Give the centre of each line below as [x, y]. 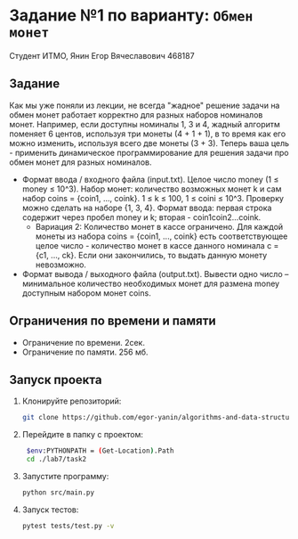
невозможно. [61, 265]
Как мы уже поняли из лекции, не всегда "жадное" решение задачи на [145, 105]
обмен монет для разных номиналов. [81, 162]
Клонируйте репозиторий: [72, 401]
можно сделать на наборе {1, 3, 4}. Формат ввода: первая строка [147, 208]
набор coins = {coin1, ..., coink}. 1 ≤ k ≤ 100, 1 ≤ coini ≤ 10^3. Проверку [153, 198]
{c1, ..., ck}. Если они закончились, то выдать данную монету [151, 255]
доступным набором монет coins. [86, 293]
